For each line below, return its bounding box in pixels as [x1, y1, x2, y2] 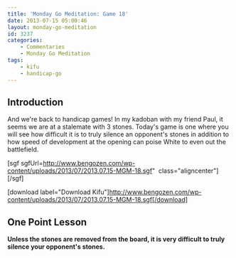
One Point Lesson [7, 216, 87, 228]
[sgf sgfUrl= [7, 159, 43, 168]
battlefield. [7, 145, 39, 154]
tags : [7, 57, 23, 64]
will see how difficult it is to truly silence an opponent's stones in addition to [7, 130, 230, 139]
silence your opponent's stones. [7, 242, 105, 251]
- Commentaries [20, 43, 65, 50]
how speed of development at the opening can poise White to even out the [7, 138, 226, 146]
